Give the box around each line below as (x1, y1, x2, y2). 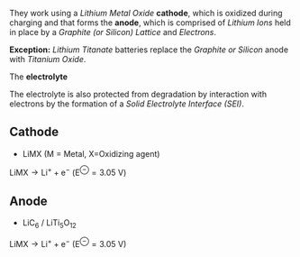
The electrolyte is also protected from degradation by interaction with (9, 89, 268, 99)
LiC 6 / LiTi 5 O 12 (22, 217, 77, 231)
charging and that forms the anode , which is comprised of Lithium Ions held (9, 17, 291, 28)
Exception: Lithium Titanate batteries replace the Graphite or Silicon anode (9, 44, 289, 55)
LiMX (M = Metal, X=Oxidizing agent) (22, 148, 160, 159)
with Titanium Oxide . (9, 54, 86, 64)
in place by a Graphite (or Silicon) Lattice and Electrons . (9, 27, 217, 37)
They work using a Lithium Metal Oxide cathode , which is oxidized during (9, 8, 283, 18)
